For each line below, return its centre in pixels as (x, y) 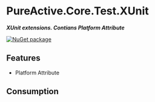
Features (23, 58)
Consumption (33, 91)
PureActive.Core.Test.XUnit (78, 11)
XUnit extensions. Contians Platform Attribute (66, 28)
